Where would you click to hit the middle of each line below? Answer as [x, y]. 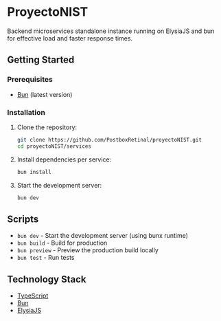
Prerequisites [30, 80]
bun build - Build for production [62, 243]
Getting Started [41, 60]
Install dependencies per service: [64, 159]
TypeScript [33, 296]
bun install [34, 172]
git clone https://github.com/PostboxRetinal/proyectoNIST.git [109, 140]
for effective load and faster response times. [70, 38]
